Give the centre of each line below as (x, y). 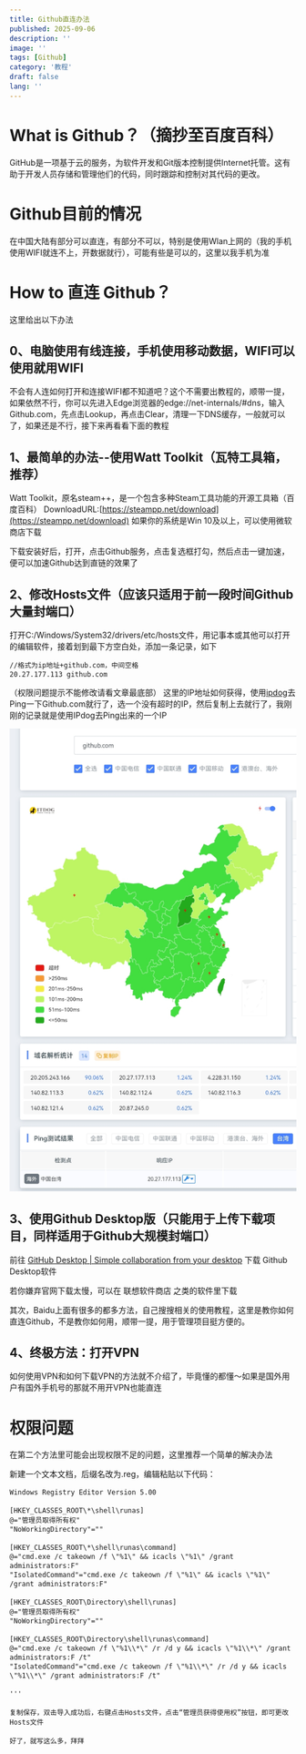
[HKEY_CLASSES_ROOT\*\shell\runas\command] (93, 1548)
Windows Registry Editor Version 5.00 (83, 1493)
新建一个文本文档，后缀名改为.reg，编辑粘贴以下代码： (112, 1474)
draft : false (34, 77)
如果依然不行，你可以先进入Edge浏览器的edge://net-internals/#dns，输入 (147, 403)
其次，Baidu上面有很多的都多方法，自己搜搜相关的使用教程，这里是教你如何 (152, 1310)
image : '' (28, 48)
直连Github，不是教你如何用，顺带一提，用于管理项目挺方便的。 (130, 1321)
